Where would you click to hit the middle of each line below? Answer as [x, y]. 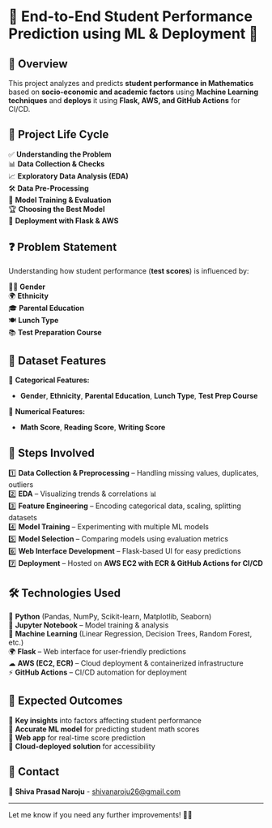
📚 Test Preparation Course [55, 332]
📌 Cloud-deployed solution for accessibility [82, 746]
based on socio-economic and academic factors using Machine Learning [134, 92]
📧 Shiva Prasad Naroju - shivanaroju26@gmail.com [94, 791]
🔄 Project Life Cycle [59, 134]
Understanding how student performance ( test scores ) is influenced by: [129, 270]
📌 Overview [38, 64]
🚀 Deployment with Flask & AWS [64, 220]
